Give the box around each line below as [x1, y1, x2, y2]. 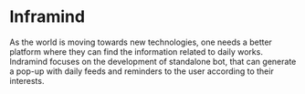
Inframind [9, 6, 85, 27]
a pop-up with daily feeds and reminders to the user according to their [9, 66, 274, 77]
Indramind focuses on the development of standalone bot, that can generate [9, 56, 297, 67]
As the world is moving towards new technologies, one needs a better [9, 37, 272, 47]
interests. [9, 75, 45, 86]
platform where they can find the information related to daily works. [9, 46, 263, 57]
